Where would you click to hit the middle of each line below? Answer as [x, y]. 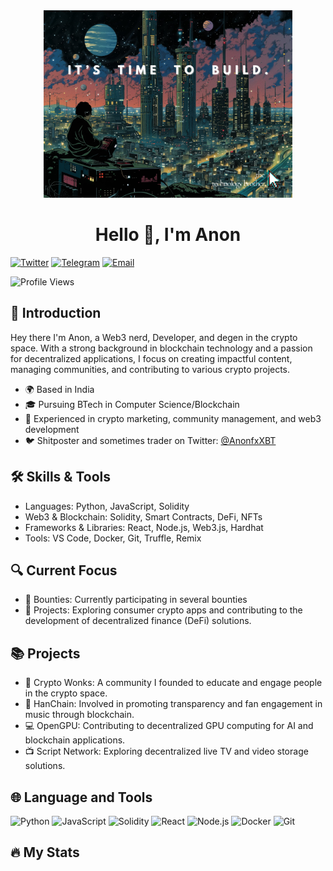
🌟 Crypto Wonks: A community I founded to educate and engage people [173, 683]
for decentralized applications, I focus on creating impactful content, [151, 358]
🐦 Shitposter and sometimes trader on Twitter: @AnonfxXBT [150, 440]
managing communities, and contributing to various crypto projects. [150, 369]
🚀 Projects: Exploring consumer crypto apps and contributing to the [163, 610]
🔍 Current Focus [64, 570]
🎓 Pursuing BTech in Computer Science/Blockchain [132, 404]
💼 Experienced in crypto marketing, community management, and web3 [173, 418]
